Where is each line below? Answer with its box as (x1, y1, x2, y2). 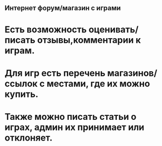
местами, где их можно (46, 78, 150, 89)
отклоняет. (4, 132, 53, 143)
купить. (4, 89, 39, 99)
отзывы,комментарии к (37, 34, 141, 46)
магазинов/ (107, 67, 158, 79)
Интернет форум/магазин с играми (4, 4, 121, 12)
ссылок (4, 78, 38, 89)
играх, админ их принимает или (4, 121, 145, 133)
